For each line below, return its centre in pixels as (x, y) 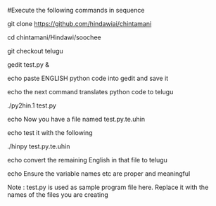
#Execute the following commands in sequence (76, 10)
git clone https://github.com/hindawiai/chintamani (80, 24)
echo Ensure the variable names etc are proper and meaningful (99, 174)
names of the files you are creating (58, 195)
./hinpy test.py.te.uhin (39, 146)
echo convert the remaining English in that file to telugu (87, 160)
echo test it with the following (50, 133)
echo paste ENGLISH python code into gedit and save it (88, 78)
